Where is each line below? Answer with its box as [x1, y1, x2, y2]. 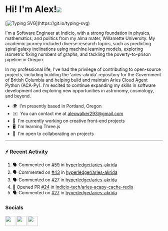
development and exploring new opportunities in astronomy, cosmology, [5, 87, 154, 93]
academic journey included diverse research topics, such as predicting [5, 40, 151, 46]
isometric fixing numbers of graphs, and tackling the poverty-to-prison [5, 51, 151, 57]
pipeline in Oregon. [5, 56, 44, 62]
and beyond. [5, 93, 31, 99]
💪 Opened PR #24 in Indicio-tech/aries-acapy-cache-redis [12, 184, 133, 190]
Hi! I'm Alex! [5, 4, 57, 15]
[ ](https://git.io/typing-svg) [5, 20, 90, 26]
